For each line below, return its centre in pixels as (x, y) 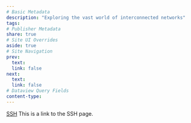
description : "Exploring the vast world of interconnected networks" (96, 18)
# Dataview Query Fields (38, 91)
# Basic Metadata (28, 12)
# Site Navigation (29, 52)
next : (13, 74)
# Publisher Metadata (34, 29)
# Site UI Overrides (32, 40)
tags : (13, 23)
